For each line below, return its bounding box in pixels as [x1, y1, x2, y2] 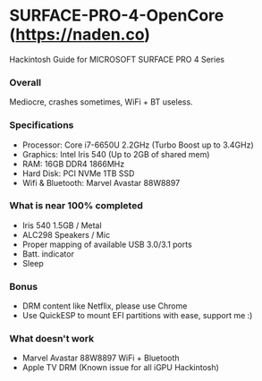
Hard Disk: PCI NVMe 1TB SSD [21, 167, 135, 179]
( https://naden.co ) [9, 24, 150, 45]
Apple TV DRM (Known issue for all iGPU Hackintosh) [21, 362, 219, 373]
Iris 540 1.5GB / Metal [21, 220, 102, 231]
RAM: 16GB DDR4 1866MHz [21, 158, 125, 169]
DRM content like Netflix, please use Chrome [21, 301, 188, 311]
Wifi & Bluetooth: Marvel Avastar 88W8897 [21, 177, 181, 188]
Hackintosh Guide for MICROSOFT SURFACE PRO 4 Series [9, 54, 225, 64]
